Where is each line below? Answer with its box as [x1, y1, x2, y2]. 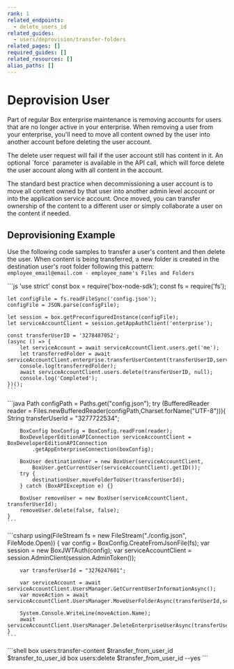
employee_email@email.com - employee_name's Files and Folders [7, 270, 195, 277]
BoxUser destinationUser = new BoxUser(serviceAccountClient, [19, 458, 204, 465]
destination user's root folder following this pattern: [7, 262, 155, 271]
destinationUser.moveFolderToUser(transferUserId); [32, 476, 186, 483]
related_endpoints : [7, 17, 64, 24]
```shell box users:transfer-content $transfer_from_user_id [7, 647, 173, 655]
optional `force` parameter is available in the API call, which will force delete [7, 158, 225, 167]
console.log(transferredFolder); [19, 363, 117, 370]
